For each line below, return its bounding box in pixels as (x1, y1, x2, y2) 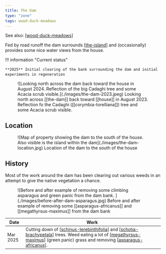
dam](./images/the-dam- (88, 140, 139, 146)
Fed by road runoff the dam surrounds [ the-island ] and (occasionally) (5, 42, 147, 48)
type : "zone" (5, 13, 32, 18)
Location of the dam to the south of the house (44, 145, 137, 151)
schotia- (121, 226, 139, 232)
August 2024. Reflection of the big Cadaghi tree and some (17, 86, 136, 92)
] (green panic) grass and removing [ (43, 237, 119, 243)
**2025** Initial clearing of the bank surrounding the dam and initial (5, 67, 158, 72)
